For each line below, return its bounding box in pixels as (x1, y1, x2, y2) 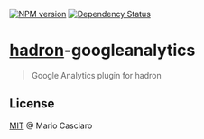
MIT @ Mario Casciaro (9, 120, 93, 131)
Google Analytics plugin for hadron (31, 69, 162, 80)
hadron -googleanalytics (9, 41, 196, 60)
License (9, 96, 55, 112)
